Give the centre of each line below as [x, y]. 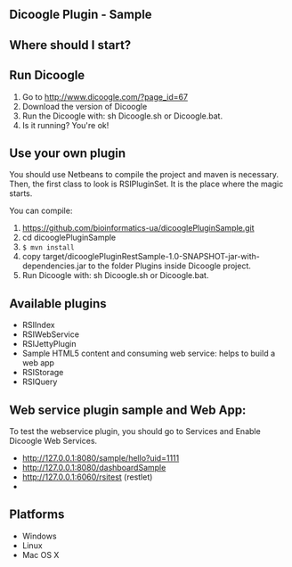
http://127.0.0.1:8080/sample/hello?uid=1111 [101, 458]
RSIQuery [40, 382]
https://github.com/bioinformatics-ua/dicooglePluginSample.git [138, 228]
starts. [21, 193]
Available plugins [58, 304]
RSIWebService [51, 334]
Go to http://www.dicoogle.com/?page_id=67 [105, 96]
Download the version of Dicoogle [85, 106]
